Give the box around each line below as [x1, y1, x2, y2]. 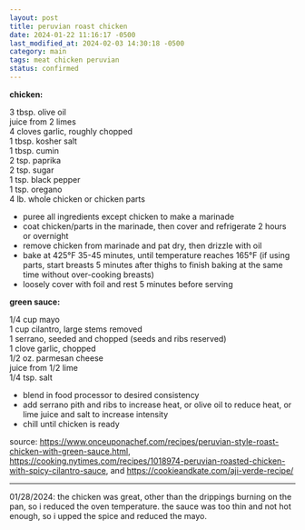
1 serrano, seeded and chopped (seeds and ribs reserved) [9, 333, 227, 344]
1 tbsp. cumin [9, 145, 59, 155]
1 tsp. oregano [9, 184, 63, 195]
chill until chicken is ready [22, 418, 120, 429]
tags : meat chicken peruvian [9, 55, 120, 65]
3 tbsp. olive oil [9, 106, 66, 117]
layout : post [9, 13, 59, 23]
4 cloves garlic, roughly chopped [9, 125, 133, 136]
